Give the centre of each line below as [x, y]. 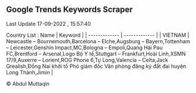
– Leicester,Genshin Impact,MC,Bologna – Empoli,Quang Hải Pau [84, 47]
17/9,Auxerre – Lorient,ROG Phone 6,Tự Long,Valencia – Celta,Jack [87, 60]
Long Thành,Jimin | [30, 72]
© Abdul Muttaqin [28, 84]
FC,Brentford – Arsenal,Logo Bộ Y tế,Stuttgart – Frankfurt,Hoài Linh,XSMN [96, 54]
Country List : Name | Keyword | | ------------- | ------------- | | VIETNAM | [98, 35]
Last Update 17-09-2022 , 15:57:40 [49, 23]
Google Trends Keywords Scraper [69, 10]
